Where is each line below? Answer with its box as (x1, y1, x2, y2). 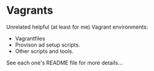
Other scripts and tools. (14, 47, 74, 54)
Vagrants (6, 4, 53, 17)
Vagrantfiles (14, 35, 45, 42)
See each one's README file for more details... (6, 59, 123, 66)
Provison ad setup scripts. (14, 41, 80, 48)
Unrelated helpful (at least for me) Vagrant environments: (6, 23, 149, 30)
